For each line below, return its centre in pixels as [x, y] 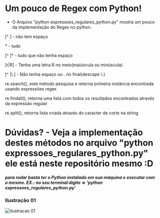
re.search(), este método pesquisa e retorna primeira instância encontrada [80, 84]
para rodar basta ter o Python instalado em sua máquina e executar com [80, 177]
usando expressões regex [31, 89]
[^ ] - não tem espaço [26, 36]
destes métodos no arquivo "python [79, 143]
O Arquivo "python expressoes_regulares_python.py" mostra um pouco [83, 22]
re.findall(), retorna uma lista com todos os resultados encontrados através [80, 98]
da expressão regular [26, 103]
